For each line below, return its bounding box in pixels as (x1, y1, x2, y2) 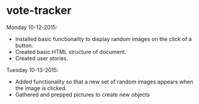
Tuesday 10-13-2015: (6, 66, 59, 73)
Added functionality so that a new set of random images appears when (15, 78, 194, 85)
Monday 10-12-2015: (6, 24, 58, 31)
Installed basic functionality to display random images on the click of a (15, 35, 192, 42)
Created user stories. (15, 54, 68, 62)
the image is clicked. (15, 84, 67, 91)
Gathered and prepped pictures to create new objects (15, 91, 150, 98)
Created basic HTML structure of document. (15, 48, 127, 55)
